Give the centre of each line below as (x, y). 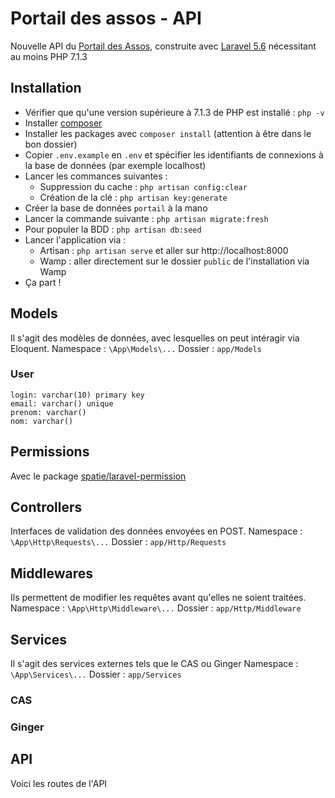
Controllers (46, 507)
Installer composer (63, 123)
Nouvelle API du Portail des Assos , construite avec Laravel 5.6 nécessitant (163, 46)
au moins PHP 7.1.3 (49, 56)
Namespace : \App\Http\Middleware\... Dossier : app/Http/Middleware (156, 608)
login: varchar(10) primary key (77, 395)
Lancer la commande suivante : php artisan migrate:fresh (146, 218)
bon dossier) (51, 144)
